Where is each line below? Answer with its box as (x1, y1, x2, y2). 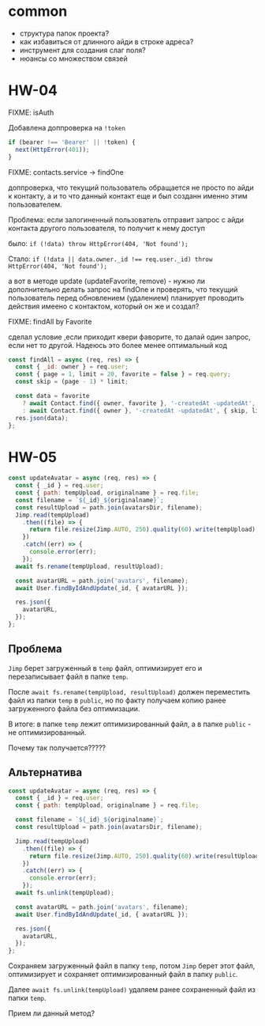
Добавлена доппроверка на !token (8, 123, 126, 132)
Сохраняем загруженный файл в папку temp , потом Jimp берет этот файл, (8, 961, 256, 971)
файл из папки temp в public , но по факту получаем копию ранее (8, 695, 226, 705)
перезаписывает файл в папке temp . (8, 672, 129, 681)
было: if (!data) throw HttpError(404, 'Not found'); (8, 238, 189, 248)
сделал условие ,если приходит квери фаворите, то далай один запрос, (8, 331, 251, 342)
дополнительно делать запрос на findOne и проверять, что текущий (8, 284, 238, 294)
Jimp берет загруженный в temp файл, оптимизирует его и (8, 663, 203, 672)
